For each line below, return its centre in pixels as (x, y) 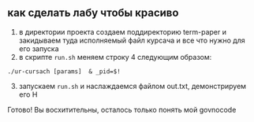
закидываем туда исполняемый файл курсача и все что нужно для (132, 40)
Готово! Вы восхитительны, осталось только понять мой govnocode (122, 109)
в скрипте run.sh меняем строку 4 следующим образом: (115, 57)
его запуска (39, 48)
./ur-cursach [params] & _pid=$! (64, 71)
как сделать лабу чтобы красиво (93, 13)
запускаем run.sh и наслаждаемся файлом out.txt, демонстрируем (132, 86)
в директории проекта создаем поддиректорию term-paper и (122, 31)
